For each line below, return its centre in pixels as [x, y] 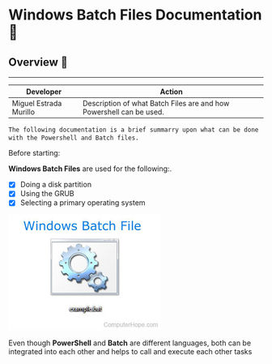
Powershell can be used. [123, 112]
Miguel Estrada [37, 103]
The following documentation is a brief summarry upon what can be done [134, 130]
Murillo [23, 112]
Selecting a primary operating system [83, 203]
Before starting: [34, 153]
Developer [44, 92]
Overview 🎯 [38, 62]
